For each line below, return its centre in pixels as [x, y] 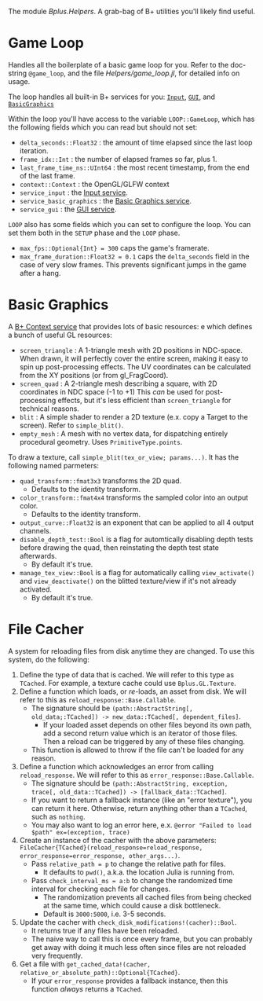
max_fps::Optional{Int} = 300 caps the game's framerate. [114, 247]
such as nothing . [58, 816]
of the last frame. [47, 175]
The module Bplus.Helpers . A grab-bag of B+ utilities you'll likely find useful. [131, 11]
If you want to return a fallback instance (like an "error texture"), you [142, 800]
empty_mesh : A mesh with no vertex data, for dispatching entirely [124, 433]
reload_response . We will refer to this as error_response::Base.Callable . [137, 775]
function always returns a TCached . [87, 988]
